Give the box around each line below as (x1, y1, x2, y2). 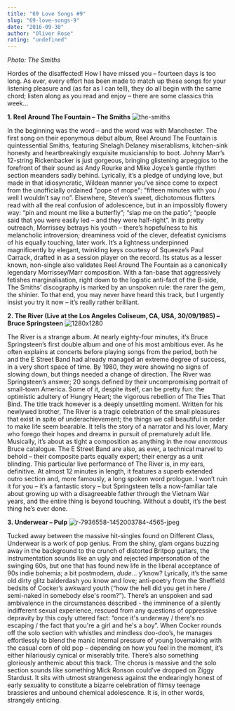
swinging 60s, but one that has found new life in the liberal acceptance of (7, 561, 220, 570)
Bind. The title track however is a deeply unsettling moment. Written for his (7, 400, 223, 408)
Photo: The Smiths (7, 56, 61, 64)
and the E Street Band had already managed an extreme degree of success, (7, 355, 227, 364)
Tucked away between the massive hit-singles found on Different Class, (7, 532, 215, 540)
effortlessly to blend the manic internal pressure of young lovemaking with (7, 637, 222, 645)
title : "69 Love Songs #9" (7, 10, 86, 18)
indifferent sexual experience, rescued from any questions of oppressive (7, 606, 217, 615)
